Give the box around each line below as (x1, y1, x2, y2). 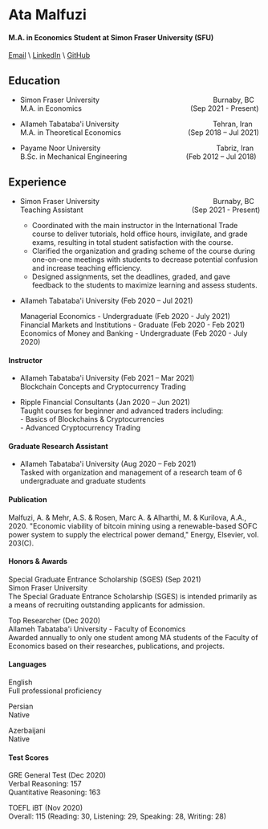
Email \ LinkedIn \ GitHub (8, 51, 91, 60)
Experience (8, 175, 67, 189)
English (8, 677, 33, 688)
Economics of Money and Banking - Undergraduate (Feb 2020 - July (19, 329, 248, 338)
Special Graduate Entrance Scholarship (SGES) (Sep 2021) (8, 574, 202, 584)
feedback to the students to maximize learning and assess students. (31, 280, 258, 290)
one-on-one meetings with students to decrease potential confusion (31, 255, 258, 264)
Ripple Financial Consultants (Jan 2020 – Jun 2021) (19, 398, 191, 407)
